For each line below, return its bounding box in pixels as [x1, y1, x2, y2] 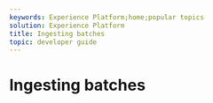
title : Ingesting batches [9, 29, 105, 38]
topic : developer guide [9, 37, 98, 47]
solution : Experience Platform [9, 21, 125, 30]
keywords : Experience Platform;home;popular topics [9, 12, 204, 22]
